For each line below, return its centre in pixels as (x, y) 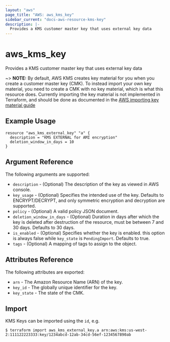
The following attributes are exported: (45, 272)
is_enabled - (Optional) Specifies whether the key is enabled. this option (89, 233)
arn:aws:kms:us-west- (124, 330)
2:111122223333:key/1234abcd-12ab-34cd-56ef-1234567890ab (68, 335)
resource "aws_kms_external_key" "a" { (48, 133)
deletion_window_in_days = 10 (42, 142)
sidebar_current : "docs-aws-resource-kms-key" (56, 19)
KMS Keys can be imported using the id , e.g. (52, 321)
